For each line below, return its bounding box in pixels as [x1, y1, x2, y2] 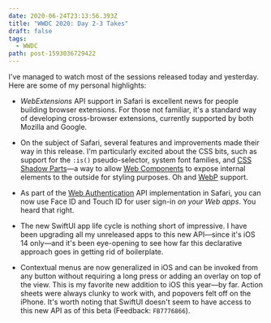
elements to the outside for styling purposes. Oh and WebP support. [19, 172, 249, 182]
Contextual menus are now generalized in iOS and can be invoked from [19, 263, 258, 272]
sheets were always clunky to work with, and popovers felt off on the [19, 289, 252, 298]
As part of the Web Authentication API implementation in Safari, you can [19, 188, 261, 197]
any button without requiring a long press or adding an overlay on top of [19, 271, 261, 281]
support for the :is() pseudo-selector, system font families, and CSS [19, 155, 252, 165]
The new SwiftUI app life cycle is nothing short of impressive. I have [19, 221, 247, 230]
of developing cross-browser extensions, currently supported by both [19, 114, 254, 123]
